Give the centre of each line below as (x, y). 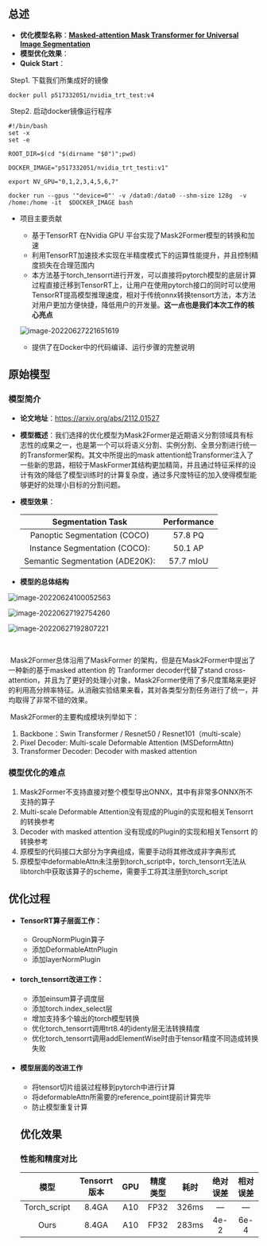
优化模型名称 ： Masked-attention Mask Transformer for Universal (129, 35)
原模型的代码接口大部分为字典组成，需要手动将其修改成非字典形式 (128, 851)
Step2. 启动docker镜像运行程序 (61, 111)
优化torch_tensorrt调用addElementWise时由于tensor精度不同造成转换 (145, 1038)
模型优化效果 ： (44, 53)
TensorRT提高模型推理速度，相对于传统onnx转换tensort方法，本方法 (144, 295)
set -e (19, 140)
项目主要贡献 (41, 218)
